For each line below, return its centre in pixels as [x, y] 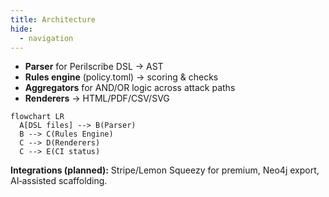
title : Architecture [53, 19]
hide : [21, 29]
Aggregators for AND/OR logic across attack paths [130, 88]
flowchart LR [37, 117]
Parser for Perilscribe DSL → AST [94, 67]
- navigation [46, 38]
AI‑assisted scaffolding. [59, 181]
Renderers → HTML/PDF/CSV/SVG [97, 98]
